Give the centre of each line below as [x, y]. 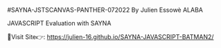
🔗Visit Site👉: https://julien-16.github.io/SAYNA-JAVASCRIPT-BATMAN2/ [110, 37]
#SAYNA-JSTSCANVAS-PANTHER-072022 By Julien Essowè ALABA [105, 10]
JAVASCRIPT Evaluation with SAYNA [59, 23]
